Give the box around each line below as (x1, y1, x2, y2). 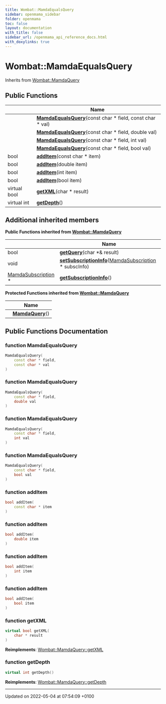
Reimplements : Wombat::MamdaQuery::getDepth (5, 679, 107, 685)
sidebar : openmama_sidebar (5, 12, 61, 17)
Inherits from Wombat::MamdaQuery (5, 77, 80, 83)
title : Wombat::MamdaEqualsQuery (5, 7, 74, 12)
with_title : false (5, 30, 43, 35)
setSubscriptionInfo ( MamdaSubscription (59, 257, 157, 264)
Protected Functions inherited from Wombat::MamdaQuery (5, 290, 129, 296)
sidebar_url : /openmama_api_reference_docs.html (5, 35, 107, 40)
